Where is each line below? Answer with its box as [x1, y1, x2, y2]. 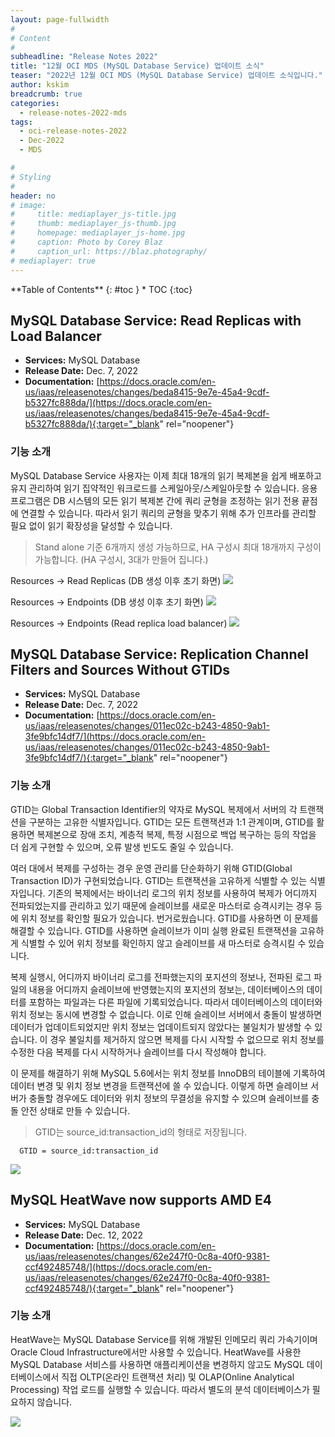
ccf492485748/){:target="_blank [24, 1282, 160, 1294]
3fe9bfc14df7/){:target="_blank [24, 752, 154, 764]
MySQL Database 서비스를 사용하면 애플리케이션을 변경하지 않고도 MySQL [10, 1358, 305, 1370]
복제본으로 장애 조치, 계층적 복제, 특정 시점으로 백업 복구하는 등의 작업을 [36, 828, 317, 840]
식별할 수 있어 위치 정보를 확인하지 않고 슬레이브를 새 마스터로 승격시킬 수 [20, 937, 307, 949]
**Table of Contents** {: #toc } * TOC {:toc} [10, 283, 193, 295]
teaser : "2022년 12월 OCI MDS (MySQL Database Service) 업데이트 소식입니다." [10, 71, 323, 81]
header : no [10, 191, 56, 201]
